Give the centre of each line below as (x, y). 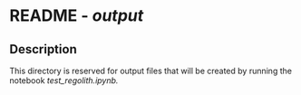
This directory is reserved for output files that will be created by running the (151, 71)
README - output (77, 16)
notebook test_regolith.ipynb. (64, 81)
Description (43, 49)
